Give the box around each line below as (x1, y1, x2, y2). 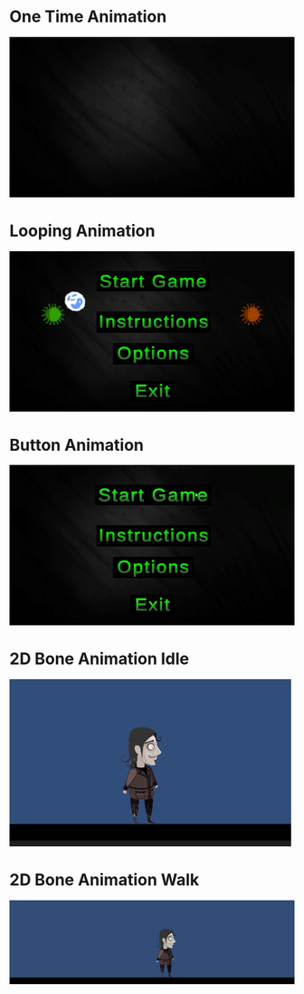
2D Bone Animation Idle (9, 648, 190, 669)
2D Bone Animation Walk (9, 870, 200, 891)
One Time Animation (9, 6, 167, 27)
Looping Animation (9, 220, 156, 241)
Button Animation (9, 434, 145, 455)
